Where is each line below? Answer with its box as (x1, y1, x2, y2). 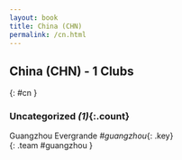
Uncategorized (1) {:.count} (9, 110, 131, 123)
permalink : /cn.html (9, 30, 87, 39)
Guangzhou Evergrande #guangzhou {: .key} (9, 130, 174, 141)
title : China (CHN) (9, 22, 83, 31)
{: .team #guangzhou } (9, 140, 93, 151)
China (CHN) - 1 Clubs (9, 63, 134, 79)
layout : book (9, 13, 59, 23)
